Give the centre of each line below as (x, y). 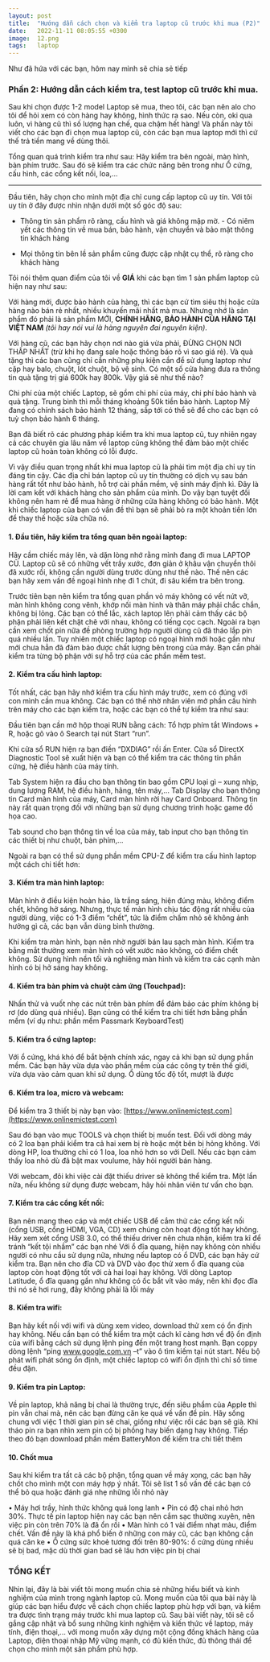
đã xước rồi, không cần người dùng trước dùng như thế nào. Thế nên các (129, 571)
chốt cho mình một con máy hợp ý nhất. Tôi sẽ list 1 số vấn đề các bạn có (130, 1484)
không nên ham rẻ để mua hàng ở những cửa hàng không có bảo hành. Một (133, 501)
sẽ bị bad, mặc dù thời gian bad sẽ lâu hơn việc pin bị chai (104, 1551)
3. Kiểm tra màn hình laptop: (56, 883)
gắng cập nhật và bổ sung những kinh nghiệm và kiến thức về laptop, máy (131, 1623)
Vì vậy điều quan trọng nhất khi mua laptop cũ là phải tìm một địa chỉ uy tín (132, 467)
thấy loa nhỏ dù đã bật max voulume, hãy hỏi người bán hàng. (110, 1161)
